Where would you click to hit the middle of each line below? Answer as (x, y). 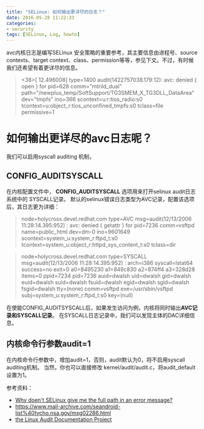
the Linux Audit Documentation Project (63, 419)
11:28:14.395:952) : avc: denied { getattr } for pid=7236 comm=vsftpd (108, 225)
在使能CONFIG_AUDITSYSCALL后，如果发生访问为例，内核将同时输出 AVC (99, 307)
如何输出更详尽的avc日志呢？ (80, 139)
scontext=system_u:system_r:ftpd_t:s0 (70, 238)
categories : (21, 23)
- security (20, 29)
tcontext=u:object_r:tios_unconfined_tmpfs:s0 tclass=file (92, 106)
